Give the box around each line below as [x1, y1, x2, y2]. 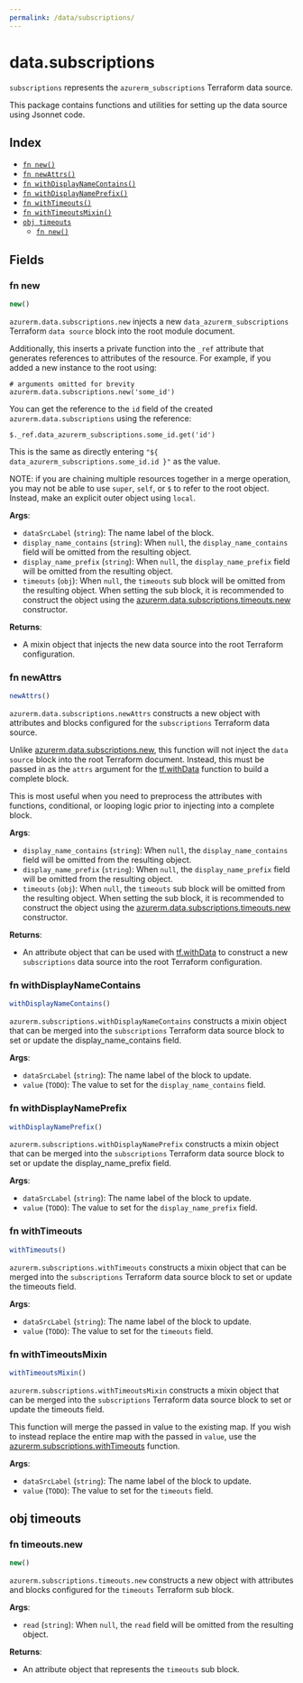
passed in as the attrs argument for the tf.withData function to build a [9, 764, 269, 775]
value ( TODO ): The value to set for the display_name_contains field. [22, 1080, 266, 1090]
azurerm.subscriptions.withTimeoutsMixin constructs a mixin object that [9, 1384, 280, 1395]
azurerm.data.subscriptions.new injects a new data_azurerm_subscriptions [9, 316, 289, 326]
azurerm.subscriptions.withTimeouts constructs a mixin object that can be [9, 1262, 287, 1273]
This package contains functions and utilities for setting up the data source [9, 99, 288, 110]
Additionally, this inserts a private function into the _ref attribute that [9, 343, 264, 354]
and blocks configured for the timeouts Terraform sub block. [9, 1585, 234, 1596]
